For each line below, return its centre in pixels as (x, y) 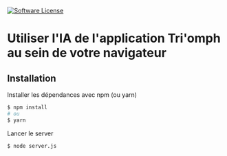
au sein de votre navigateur (87, 53)
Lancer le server (30, 133)
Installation (32, 78)
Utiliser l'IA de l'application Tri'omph (114, 38)
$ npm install (28, 107)
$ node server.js (32, 146)
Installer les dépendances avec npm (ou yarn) (72, 95)
